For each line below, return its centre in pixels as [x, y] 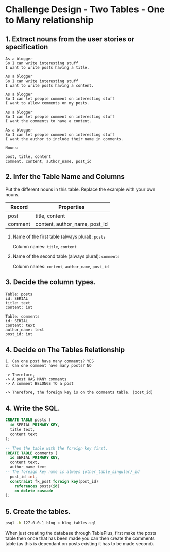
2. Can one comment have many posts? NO [49, 366]
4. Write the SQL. [33, 408]
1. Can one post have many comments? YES [50, 361]
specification [27, 47]
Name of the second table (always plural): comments [66, 256]
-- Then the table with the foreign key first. [57, 448]
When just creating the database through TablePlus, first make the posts [81, 533]
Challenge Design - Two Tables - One [85, 9]
